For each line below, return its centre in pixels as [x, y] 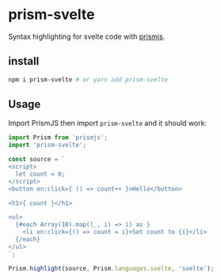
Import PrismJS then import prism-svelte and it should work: [108, 123]
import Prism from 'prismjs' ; [58, 138]
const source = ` [37, 160]
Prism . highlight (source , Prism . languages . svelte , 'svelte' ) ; [111, 268]
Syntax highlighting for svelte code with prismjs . [87, 36]
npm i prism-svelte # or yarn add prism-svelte [88, 79]
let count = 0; [40, 174]
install [24, 61]
